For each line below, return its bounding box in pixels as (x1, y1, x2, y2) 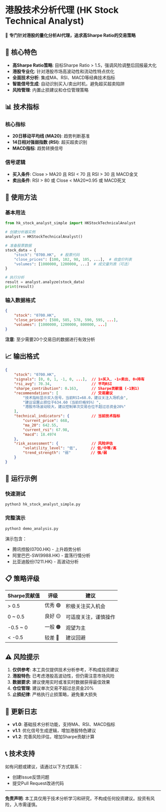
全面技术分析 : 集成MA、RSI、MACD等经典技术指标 (12, 75, 115, 81)
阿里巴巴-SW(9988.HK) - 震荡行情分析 (12, 552, 90, 558)
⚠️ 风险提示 (5, 652, 40, 661)
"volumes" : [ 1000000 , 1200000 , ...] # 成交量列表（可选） (14, 261, 131, 267)
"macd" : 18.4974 (23, 432, 56, 437)
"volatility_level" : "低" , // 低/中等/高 (23, 446, 117, 451)
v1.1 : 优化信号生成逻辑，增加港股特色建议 (12, 727, 96, 733)
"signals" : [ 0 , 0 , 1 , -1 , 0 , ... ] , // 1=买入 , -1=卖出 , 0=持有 (14, 377, 145, 382)
